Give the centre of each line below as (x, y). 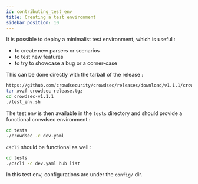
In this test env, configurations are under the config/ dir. (74, 175)
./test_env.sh (24, 102)
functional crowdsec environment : (48, 119)
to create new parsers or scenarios (57, 51)
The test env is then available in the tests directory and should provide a (94, 113)
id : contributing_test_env (39, 11)
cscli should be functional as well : (49, 147)
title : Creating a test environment (51, 17)
